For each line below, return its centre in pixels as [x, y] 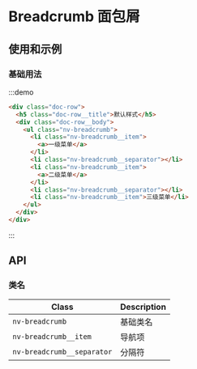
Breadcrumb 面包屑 [74, 17]
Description [143, 307]
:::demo [21, 92]
